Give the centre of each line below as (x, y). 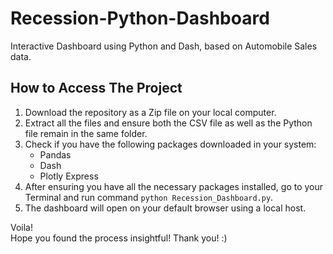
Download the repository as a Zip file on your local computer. (150, 112)
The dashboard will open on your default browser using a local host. (165, 208)
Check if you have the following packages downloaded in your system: (170, 144)
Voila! (22, 227)
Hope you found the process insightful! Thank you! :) (119, 238)
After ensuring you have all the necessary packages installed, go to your (174, 186)
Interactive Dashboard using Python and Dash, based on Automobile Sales (164, 46)
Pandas (55, 154)
